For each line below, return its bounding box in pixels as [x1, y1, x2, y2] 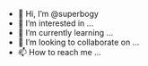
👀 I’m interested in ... [17, 18, 94, 29]
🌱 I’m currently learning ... [17, 28, 114, 37]
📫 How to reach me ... [17, 47, 101, 57]
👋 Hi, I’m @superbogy [17, 9, 99, 19]
